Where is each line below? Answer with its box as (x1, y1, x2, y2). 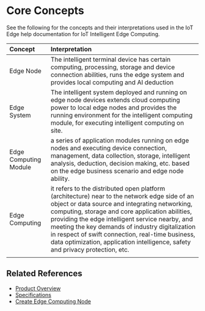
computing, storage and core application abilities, (51, 207, 192, 216)
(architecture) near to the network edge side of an (51, 192, 194, 200)
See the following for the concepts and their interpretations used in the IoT (6, 24, 193, 31)
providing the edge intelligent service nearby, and (51, 214, 193, 223)
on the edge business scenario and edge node (51, 166, 184, 175)
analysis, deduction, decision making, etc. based (51, 159, 190, 167)
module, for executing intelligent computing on (51, 119, 184, 127)
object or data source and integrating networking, (51, 199, 193, 208)
